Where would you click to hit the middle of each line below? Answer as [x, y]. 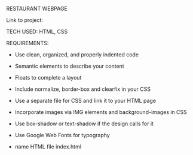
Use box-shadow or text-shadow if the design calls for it [84, 124]
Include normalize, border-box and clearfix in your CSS [83, 89]
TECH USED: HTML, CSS [37, 31]
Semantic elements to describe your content [69, 66]
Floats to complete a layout [48, 77]
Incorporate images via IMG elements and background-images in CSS [101, 112]
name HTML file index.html [48, 147]
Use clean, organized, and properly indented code [77, 55]
